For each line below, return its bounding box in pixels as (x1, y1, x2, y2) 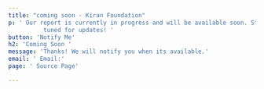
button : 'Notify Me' (8, 33, 76, 41)
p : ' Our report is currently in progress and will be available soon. (8, 19, 247, 27)
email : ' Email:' (8, 55, 65, 63)
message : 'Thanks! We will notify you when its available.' (8, 48, 210, 55)
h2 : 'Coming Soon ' (8, 41, 72, 48)
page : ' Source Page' (8, 62, 79, 70)
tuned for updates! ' (42, 26, 114, 34)
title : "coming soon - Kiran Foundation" (8, 11, 146, 20)
